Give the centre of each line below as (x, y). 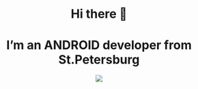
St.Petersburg (99, 60)
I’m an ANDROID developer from (99, 46)
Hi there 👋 (99, 14)
